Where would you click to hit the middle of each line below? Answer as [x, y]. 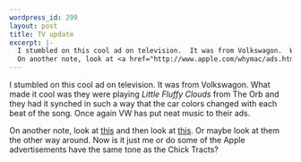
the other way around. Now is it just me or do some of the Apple [128, 140]
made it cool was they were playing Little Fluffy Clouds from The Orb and [144, 94]
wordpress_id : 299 [43, 17]
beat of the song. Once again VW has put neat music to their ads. [130, 113]
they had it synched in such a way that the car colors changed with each [143, 103]
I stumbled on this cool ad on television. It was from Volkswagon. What [140, 85]
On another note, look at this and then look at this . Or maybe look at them [145, 130]
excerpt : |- [31, 43]
